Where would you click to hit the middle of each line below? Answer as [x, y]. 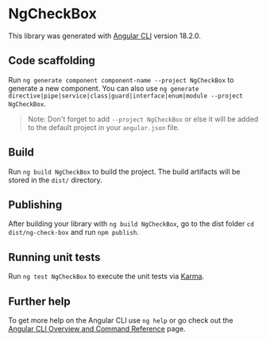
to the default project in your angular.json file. [104, 127]
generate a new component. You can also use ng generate [104, 88]
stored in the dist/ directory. [56, 180]
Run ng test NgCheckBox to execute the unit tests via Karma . [106, 276]
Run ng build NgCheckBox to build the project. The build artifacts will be [124, 171]
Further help [40, 301]
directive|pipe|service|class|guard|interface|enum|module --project [126, 96]
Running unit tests [54, 257]
